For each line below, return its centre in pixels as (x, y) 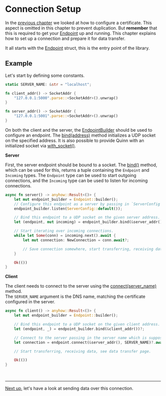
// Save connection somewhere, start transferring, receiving (88, 249)
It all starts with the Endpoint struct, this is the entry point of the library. (77, 48)
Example (19, 63)
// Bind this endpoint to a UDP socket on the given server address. (87, 217)
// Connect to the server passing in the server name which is (81, 338)
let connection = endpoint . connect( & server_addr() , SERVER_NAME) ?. (85, 342)
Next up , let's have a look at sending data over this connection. (69, 389)
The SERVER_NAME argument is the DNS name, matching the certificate (75, 296)
